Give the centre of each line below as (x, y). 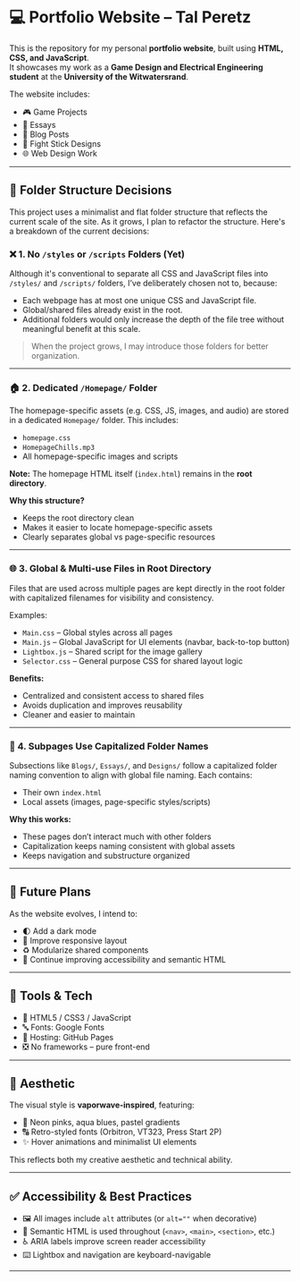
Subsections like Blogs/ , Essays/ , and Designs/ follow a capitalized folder (143, 765)
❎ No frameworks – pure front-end (86, 1047)
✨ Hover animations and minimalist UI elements (109, 1142)
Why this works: (40, 819)
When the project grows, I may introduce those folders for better (150, 346)
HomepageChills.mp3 (58, 448)
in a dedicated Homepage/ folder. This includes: (94, 420)
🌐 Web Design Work (60, 153)
